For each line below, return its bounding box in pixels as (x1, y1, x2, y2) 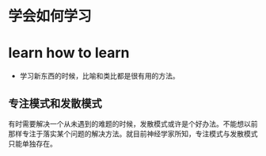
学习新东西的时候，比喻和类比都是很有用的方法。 (19, 71, 180, 81)
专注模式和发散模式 (8, 97, 102, 110)
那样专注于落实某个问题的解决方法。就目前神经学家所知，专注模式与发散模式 (8, 128, 258, 139)
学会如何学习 (8, 7, 93, 25)
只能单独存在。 (8, 139, 57, 148)
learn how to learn (8, 44, 130, 62)
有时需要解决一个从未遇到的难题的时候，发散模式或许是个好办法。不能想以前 (8, 119, 258, 128)
